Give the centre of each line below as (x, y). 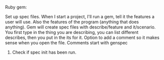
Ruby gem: (16, 7)
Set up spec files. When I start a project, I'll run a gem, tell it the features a (80, 16)
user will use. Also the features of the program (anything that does (72, 22)
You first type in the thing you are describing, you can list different (72, 32)
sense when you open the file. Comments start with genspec (67, 43)
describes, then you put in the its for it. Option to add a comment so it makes (82, 37)
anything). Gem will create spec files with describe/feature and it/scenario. (80, 27)
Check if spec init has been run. (44, 52)
